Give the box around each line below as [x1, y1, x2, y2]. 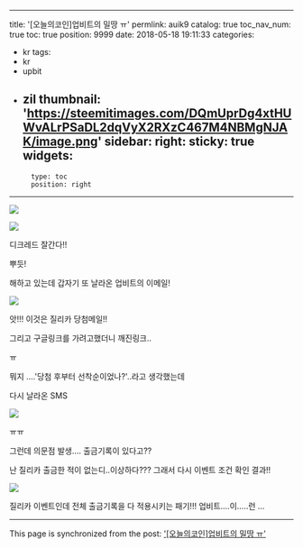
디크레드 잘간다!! [9, 239, 68, 250]
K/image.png [22, 134, 98, 150]
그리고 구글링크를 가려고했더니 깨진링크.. [9, 333, 151, 343]
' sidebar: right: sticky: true [97, 134, 255, 150]
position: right [31, 179, 92, 189]
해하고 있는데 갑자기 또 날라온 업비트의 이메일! [9, 277, 171, 288]
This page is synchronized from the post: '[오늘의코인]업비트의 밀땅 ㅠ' [9, 528, 266, 539]
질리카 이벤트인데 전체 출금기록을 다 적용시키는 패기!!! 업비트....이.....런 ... [9, 500, 265, 511]
